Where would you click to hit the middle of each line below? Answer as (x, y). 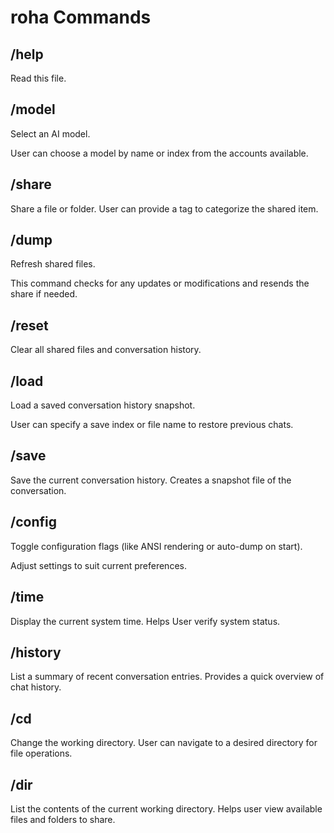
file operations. (41, 753)
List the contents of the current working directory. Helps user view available (166, 808)
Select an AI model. (50, 133)
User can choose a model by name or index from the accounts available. (159, 153)
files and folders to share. (63, 819)
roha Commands (81, 17)
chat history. (36, 687)
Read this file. (38, 78)
